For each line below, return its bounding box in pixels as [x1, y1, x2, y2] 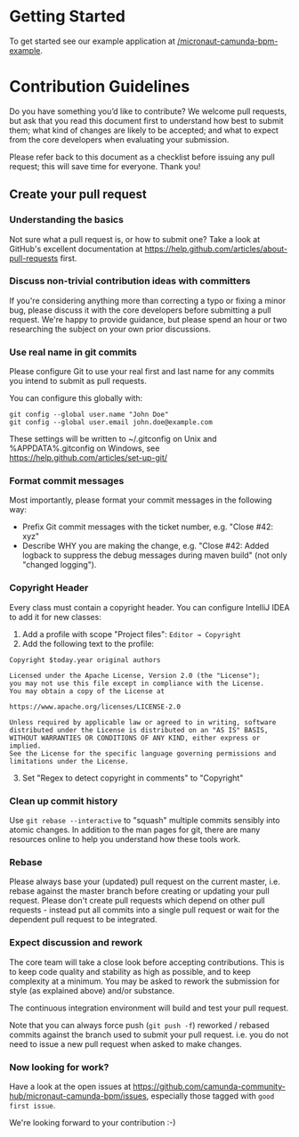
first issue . [9, 1100, 56, 1110]
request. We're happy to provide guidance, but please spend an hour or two [9, 314, 287, 324]
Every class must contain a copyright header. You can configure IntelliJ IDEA [9, 601, 290, 612]
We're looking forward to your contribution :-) [9, 1117, 176, 1128]
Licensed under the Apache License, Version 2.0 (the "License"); [9, 671, 261, 680]
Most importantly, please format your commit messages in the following [9, 495, 272, 505]
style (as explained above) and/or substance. [9, 985, 175, 995]
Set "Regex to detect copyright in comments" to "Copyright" [21, 773, 244, 783]
